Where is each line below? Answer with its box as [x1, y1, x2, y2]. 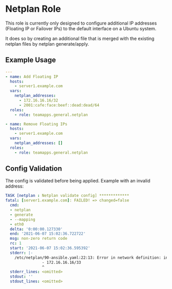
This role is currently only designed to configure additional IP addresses [5, 20, 157, 26]
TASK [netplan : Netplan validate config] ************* [5, 193, 130, 198]
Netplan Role [5, 3, 61, 15]
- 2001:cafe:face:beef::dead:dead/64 [18, 102, 100, 108]
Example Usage [5, 56, 56, 65]
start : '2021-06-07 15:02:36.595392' [10, 245, 91, 251]
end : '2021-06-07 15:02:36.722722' [10, 231, 86, 236]
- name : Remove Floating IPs [5, 121, 68, 127]
